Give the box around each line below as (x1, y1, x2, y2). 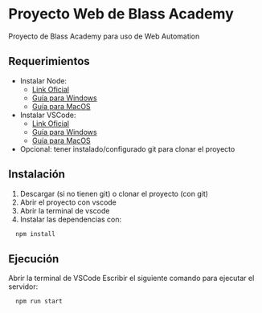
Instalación (8, 168, 66, 181)
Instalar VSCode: (19, 110, 76, 120)
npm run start (15, 298, 63, 306)
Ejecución (8, 252, 59, 266)
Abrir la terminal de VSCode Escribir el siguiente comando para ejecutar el (8, 274, 255, 283)
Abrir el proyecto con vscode (19, 197, 117, 207)
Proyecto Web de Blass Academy (8, 5, 235, 23)
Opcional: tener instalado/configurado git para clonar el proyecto (19, 144, 235, 153)
